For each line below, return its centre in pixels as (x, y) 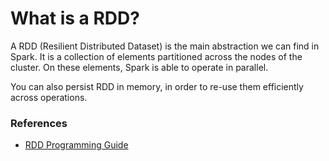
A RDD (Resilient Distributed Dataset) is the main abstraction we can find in (165, 46)
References (39, 123)
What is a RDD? (75, 18)
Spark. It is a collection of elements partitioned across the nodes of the (156, 56)
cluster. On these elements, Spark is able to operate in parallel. (139, 67)
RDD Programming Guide (76, 145)
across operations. (49, 97)
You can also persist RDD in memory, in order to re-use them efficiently (157, 86)
